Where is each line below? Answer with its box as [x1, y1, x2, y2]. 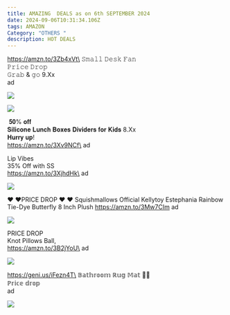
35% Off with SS [7, 162, 55, 170]
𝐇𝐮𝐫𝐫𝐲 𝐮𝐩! [7, 133, 35, 142]
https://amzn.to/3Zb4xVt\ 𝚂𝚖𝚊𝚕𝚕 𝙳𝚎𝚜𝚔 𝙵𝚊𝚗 [7, 55, 136, 63]
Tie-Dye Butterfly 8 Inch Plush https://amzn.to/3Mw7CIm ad [7, 203, 179, 211]
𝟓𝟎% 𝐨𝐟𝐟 [8, 118, 32, 126]
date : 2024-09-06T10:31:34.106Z [7, 17, 100, 24]
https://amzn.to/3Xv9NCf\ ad [7, 141, 91, 150]
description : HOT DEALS [7, 36, 76, 43]
